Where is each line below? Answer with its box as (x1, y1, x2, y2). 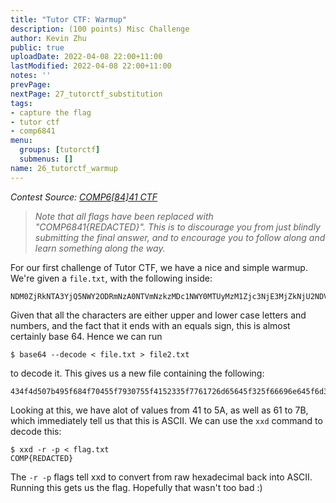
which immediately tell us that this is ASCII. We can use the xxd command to (10, 414, 323, 426)
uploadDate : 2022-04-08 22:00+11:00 (10, 52, 163, 62)
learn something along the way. (34, 242, 166, 254)
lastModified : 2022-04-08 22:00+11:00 (10, 61, 172, 71)
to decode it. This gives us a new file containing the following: (10, 367, 265, 379)
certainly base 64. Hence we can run (10, 330, 163, 342)
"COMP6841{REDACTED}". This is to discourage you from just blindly (34, 221, 321, 233)
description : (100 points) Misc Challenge (10, 24, 190, 34)
